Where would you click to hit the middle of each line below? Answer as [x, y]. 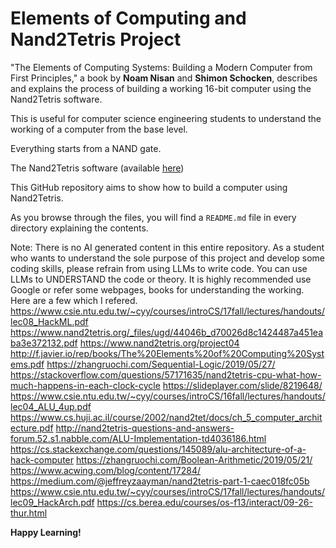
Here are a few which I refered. [74, 300]
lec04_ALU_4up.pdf [51, 406]
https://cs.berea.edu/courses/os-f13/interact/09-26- [204, 502]
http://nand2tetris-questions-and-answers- [145, 428]
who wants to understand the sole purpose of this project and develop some [167, 258]
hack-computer [42, 459]
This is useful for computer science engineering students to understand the [166, 118]
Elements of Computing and [128, 18]
